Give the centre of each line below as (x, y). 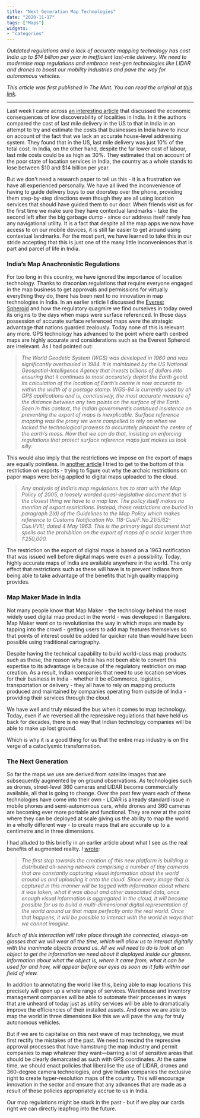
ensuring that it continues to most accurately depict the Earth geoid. (105, 377)
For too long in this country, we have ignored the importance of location (94, 277)
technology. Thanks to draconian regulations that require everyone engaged (100, 284)
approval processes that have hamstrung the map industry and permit (92, 1047)
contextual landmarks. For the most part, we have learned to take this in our (99, 236)
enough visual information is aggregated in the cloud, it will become (105, 899)
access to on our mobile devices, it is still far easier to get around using (94, 230)
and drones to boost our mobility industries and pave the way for (86, 70)
